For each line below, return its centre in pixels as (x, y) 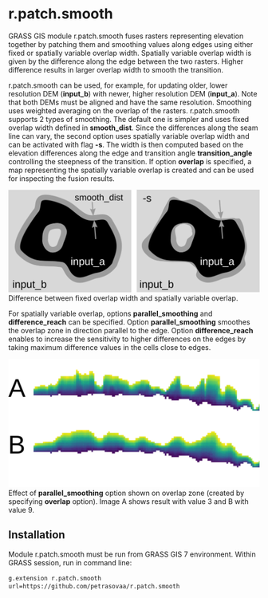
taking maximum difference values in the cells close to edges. (110, 348)
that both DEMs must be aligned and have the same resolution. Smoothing (130, 102)
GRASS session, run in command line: (70, 562)
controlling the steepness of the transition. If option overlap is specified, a (130, 161)
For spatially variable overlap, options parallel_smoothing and (110, 314)
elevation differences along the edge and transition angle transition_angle (130, 153)
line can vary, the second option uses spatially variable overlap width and (129, 136)
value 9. (21, 510)
